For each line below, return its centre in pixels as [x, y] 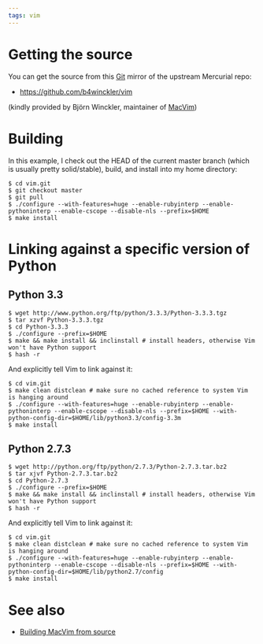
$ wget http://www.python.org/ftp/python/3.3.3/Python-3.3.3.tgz [117, 313]
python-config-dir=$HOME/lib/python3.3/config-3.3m [94, 418]
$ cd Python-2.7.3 [38, 481]
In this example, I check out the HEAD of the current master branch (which [129, 160]
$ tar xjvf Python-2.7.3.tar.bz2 [63, 474]
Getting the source [70, 54]
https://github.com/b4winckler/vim [76, 91]
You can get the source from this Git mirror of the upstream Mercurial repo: [130, 76]
